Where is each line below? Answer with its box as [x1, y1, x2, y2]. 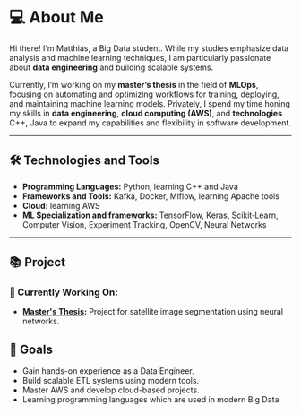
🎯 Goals [9, 341, 54, 357]
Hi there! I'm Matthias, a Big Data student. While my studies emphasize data [9, 42, 289, 54]
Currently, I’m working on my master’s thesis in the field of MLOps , [9, 79, 259, 90]
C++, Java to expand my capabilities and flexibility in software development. [9, 117, 291, 128]
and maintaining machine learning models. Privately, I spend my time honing [9, 98, 291, 108]
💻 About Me [9, 7, 105, 28]
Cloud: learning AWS [21, 200, 100, 211]
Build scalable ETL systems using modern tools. [21, 375, 200, 386]
